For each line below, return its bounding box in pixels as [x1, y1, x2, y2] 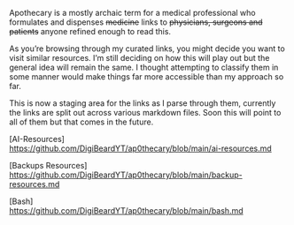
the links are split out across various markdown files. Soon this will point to [9, 108, 282, 117]
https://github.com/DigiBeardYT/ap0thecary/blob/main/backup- [9, 169, 243, 180]
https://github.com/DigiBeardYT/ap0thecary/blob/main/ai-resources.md [9, 143, 272, 154]
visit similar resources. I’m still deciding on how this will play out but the [9, 53, 270, 63]
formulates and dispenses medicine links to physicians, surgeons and [9, 17, 263, 27]
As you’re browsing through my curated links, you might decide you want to [9, 43, 285, 54]
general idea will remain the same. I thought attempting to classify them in [9, 62, 279, 72]
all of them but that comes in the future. [9, 116, 154, 127]
